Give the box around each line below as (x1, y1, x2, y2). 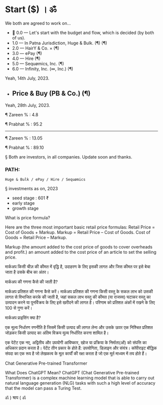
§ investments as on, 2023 (5, 186, 58, 192)
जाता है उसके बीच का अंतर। (5, 269, 49, 275)
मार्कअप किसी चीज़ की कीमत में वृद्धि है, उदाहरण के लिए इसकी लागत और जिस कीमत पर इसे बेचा (5, 264, 150, 270)
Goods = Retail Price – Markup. (5, 235, 67, 241)
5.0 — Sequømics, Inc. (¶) (12, 60, 65, 67)
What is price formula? (5, 215, 50, 221)
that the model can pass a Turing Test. (5, 386, 82, 391)
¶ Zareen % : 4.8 (5, 111, 39, 118)
